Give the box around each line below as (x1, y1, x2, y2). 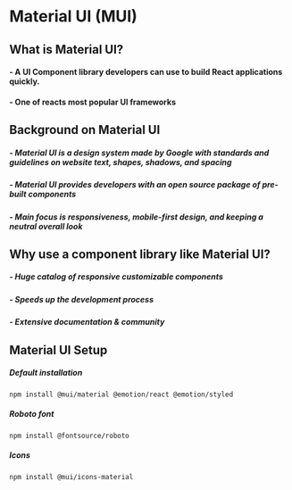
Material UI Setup (9, 342, 108, 358)
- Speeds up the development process (9, 294, 154, 304)
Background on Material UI (9, 122, 161, 137)
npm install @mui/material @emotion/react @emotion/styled (9, 390, 234, 399)
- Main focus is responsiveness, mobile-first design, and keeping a (9, 212, 263, 222)
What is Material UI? (9, 42, 124, 57)
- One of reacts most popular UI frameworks (9, 96, 177, 107)
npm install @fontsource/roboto (9, 431, 129, 440)
